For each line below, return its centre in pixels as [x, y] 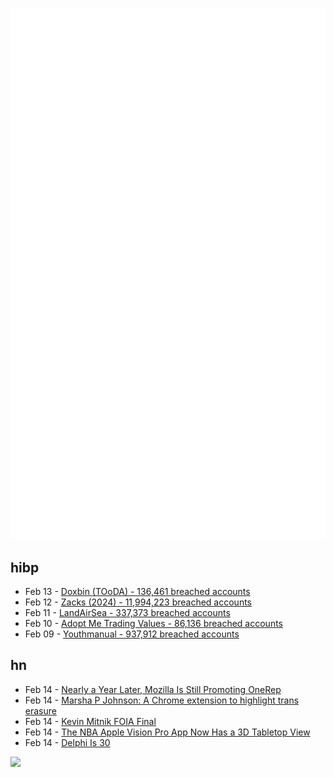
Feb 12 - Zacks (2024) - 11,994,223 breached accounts [138, 602]
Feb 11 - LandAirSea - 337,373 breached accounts [127, 613]
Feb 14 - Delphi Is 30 [67, 742]
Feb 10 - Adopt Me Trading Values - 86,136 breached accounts [153, 624]
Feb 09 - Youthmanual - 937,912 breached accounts [132, 634]
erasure [40, 710]
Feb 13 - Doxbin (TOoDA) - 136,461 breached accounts [137, 592]
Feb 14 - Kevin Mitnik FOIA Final [90, 721]
